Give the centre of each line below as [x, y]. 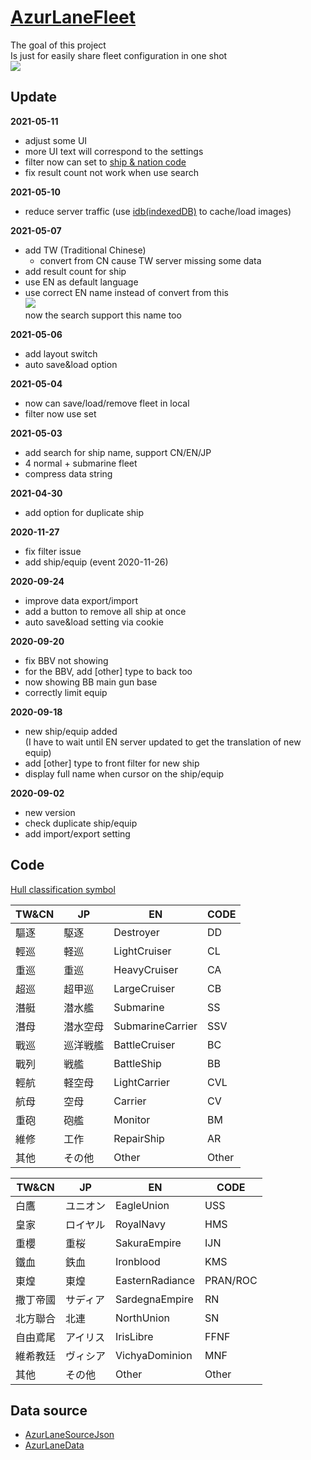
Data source [49, 1410]
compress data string [68, 473]
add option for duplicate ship [84, 512]
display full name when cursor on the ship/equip [124, 773]
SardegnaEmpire [154, 1299]
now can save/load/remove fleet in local [107, 403]
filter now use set [60, 413]
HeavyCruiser [146, 969]
